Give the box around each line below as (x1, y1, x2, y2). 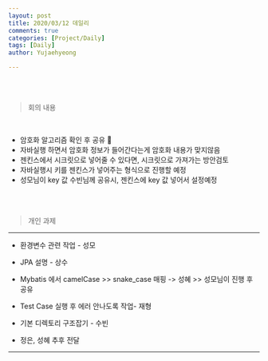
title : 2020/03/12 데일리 (8, 19, 89, 27)
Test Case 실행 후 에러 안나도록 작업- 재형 (19, 301, 152, 311)
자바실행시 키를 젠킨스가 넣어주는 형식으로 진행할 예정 (19, 165, 187, 174)
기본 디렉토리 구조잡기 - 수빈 (19, 319, 109, 327)
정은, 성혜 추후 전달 (19, 335, 80, 344)
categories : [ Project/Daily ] (8, 34, 105, 42)
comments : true (8, 26, 59, 34)
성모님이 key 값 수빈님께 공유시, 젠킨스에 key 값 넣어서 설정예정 (19, 175, 218, 184)
